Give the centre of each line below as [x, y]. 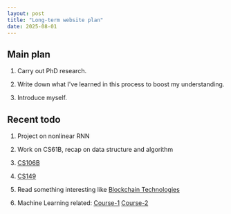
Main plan [29, 54]
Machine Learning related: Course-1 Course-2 [83, 203]
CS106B [28, 163]
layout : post [26, 13]
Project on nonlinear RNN [53, 136]
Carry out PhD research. [52, 71]
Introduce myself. [42, 98]
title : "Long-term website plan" [55, 20]
